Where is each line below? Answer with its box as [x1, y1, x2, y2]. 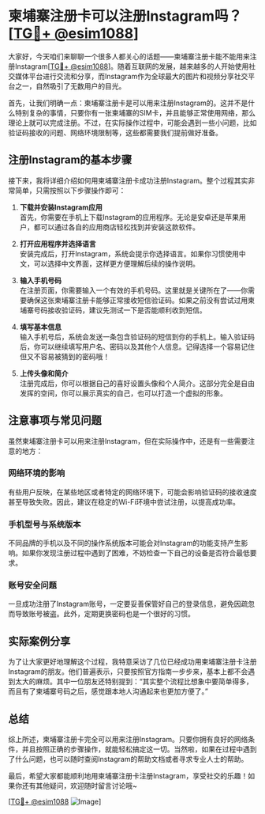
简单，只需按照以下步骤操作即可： [14, 185, 126, 195]
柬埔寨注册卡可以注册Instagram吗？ [8, 7, 243, 25]
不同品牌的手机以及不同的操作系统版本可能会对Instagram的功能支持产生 [8, 539, 241, 548]
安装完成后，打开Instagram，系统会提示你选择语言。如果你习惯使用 [19, 248, 239, 258]
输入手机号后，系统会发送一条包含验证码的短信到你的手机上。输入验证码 [19, 331, 255, 341]
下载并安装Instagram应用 [19, 203, 103, 212]
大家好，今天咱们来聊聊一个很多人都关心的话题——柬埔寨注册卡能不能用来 [8, 51, 250, 61]
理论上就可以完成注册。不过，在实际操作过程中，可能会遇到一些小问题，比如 [8, 118, 257, 127]
